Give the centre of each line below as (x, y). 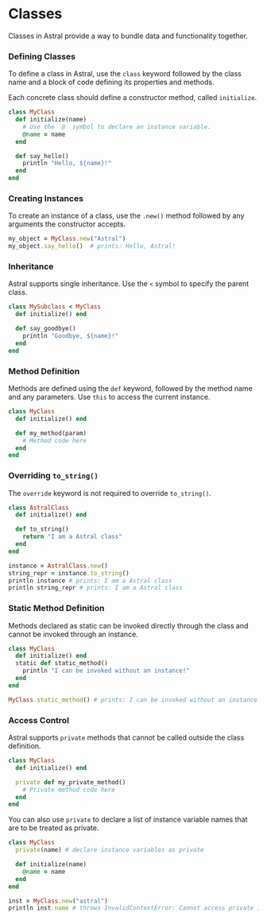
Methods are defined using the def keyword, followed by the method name (130, 388)
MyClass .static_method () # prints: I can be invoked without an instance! (135, 700)
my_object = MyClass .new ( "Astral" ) (67, 239)
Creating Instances (46, 199)
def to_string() (42, 529)
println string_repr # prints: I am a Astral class (95, 588)
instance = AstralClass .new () (58, 566)
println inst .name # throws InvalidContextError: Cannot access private (131, 908)
